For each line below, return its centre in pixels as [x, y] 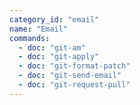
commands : [30, 38]
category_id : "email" [54, 19]
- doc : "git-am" [52, 47]
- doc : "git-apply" [59, 57]
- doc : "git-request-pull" [74, 85]
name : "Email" [39, 29]
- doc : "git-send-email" [70, 76]
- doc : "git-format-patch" [74, 66]
